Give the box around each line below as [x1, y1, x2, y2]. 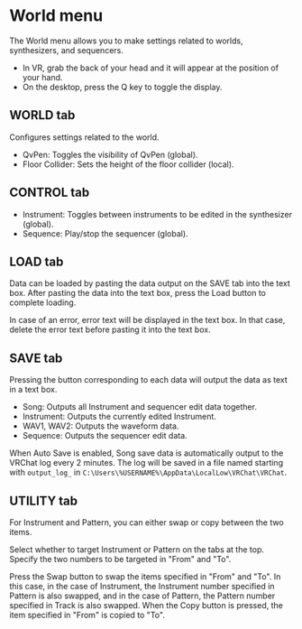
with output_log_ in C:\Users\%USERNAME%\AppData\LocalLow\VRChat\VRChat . [9, 467, 287, 478]
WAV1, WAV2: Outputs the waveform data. [22, 421, 179, 431]
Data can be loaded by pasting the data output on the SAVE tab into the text [9, 278, 291, 289]
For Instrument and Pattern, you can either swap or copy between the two [9, 517, 284, 528]
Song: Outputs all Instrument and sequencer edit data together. [22, 402, 257, 412]
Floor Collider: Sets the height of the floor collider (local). [22, 159, 234, 170]
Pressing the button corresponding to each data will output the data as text [9, 375, 288, 385]
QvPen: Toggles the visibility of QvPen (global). [22, 149, 198, 160]
